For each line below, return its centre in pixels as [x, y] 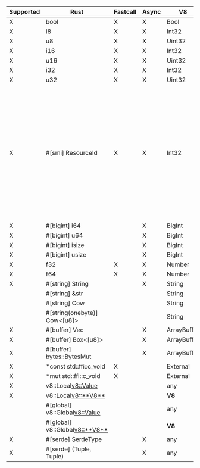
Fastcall [125, 12]
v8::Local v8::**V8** [75, 395]
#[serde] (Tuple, [68, 449]
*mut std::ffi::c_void [73, 376]
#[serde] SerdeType [74, 439]
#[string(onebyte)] [72, 313]
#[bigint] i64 [63, 226]
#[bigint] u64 [64, 235]
